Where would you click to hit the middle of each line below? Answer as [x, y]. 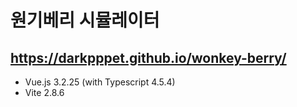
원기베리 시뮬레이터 [85, 20]
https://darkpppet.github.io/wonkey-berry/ [148, 57]
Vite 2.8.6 [44, 92]
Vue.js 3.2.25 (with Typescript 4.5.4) [100, 82]
